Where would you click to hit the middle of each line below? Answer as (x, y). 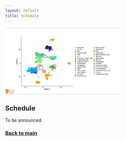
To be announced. (24, 120)
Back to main (21, 133)
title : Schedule (22, 16)
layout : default (22, 10)
